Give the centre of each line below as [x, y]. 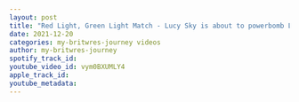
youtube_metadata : [43, 83]
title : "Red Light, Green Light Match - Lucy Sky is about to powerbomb [147, 26]
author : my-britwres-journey [63, 51]
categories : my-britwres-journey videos [85, 42]
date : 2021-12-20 [41, 34]
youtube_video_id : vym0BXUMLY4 [67, 67]
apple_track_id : [39, 75]
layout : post [33, 17]
